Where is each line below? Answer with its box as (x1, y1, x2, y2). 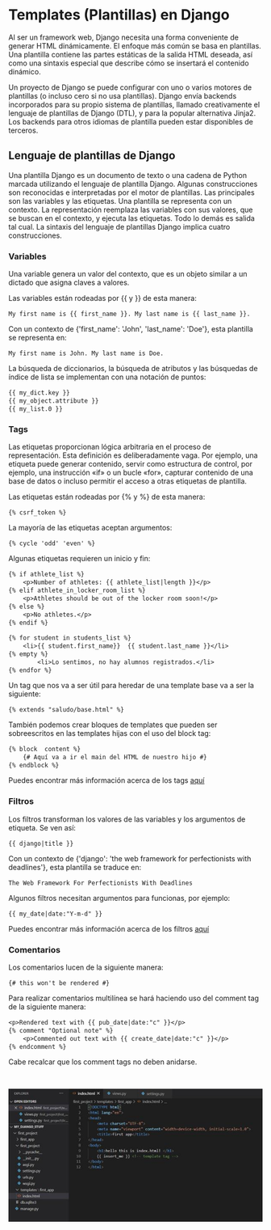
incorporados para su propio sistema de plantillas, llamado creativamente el (8, 99, 261, 109)
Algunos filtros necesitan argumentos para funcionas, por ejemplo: (8, 893, 231, 902)
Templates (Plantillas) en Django (8, 6, 230, 24)
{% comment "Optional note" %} (8, 1026, 114, 1034)
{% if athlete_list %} (8, 570, 85, 579)
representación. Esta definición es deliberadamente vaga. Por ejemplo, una (8, 450, 258, 460)
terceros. (8, 125, 39, 135)
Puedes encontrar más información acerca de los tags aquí (8, 776, 205, 785)
